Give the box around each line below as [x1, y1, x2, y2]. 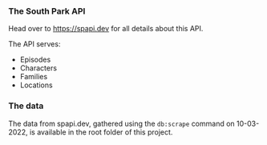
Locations [19, 80, 54, 90]
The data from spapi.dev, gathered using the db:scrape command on [8, 119, 235, 128]
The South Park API [8, 6, 86, 17]
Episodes [19, 54, 51, 65]
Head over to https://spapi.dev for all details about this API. [8, 24, 204, 34]
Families [19, 72, 48, 82]
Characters [19, 63, 58, 73]
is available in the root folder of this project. [29, 127, 173, 137]
